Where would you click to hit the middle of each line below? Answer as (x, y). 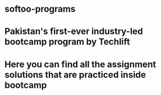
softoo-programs (40, 9)
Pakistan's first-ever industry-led (74, 32)
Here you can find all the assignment (80, 64)
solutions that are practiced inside (75, 75)
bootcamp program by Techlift (67, 42)
